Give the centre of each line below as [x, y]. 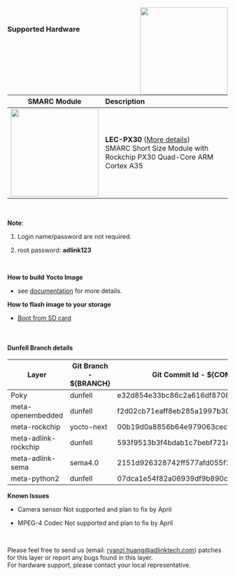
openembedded [37, 416]
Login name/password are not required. [74, 236]
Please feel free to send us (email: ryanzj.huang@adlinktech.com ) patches [114, 550]
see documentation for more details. [70, 291]
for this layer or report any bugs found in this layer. [80, 558]
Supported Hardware [44, 29]
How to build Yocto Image [45, 277]
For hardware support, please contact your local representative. [99, 565]
